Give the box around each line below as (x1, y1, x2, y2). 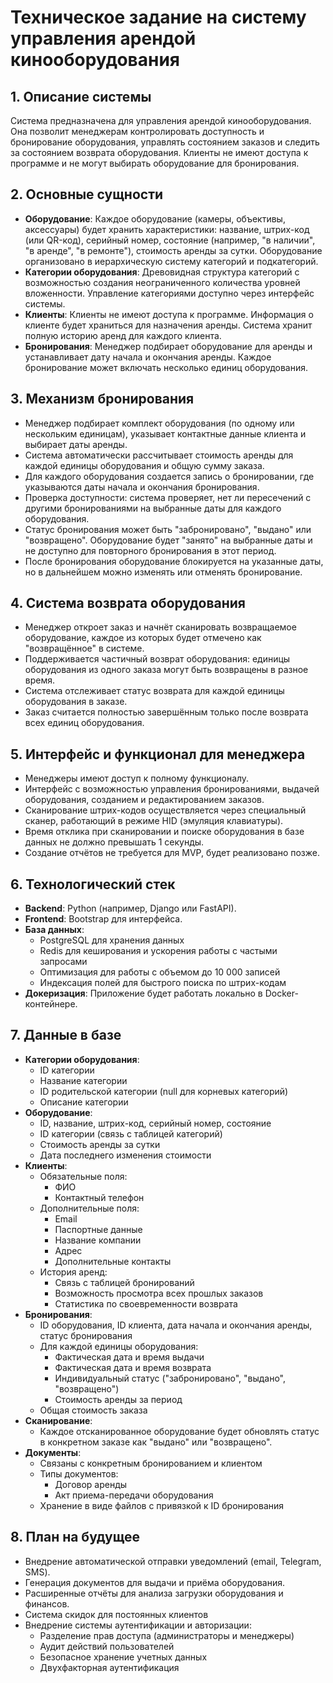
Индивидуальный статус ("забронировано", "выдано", (54, 1372, 287, 1384)
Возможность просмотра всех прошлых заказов (54, 1287, 264, 1299)
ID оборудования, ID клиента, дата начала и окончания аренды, (39, 1319, 313, 1331)
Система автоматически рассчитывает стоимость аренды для (24, 449, 294, 461)
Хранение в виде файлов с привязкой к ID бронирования (39, 1499, 285, 1511)
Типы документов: (39, 1467, 119, 1480)
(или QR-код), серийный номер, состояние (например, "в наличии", (24, 234, 316, 246)
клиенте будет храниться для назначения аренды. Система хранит (24, 319, 313, 331)
